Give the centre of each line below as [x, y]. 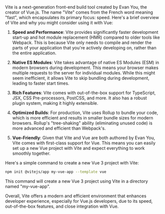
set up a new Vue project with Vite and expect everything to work [78, 148]
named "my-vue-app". [28, 186]
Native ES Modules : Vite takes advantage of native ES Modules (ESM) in [86, 62]
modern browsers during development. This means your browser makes [85, 68]
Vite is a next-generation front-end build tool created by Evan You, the [76, 7]
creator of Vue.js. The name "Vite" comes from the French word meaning [79, 12]
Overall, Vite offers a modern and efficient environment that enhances [76, 196]
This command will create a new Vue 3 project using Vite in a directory [77, 181]
